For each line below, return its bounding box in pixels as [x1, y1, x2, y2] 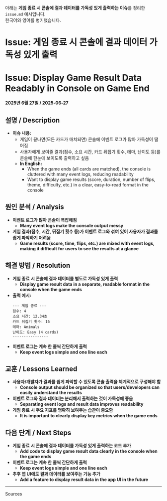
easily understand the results [19, 390, 82, 396]
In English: [19, 161, 42, 167]
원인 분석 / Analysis [5, 203, 65, 211]
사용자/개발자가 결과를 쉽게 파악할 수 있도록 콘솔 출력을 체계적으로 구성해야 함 [12, 379, 161, 385]
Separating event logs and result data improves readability [19, 401, 144, 407]
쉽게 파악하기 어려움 [12, 234, 51, 241]
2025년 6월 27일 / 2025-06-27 [5, 100, 69, 106]
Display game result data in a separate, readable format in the [19, 281, 150, 287]
